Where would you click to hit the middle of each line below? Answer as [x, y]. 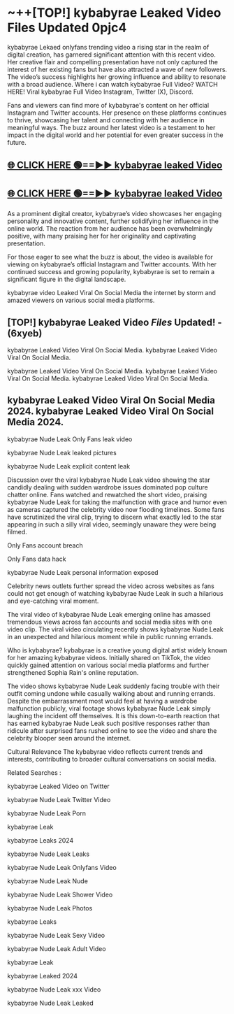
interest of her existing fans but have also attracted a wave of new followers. [117, 69]
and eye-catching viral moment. [53, 601]
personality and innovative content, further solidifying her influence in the [113, 221]
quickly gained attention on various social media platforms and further [108, 665]
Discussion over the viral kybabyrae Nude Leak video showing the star [109, 480]
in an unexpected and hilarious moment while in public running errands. [110, 636]
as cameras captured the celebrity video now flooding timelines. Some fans [116, 509]
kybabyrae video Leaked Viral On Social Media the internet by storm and [112, 293]
